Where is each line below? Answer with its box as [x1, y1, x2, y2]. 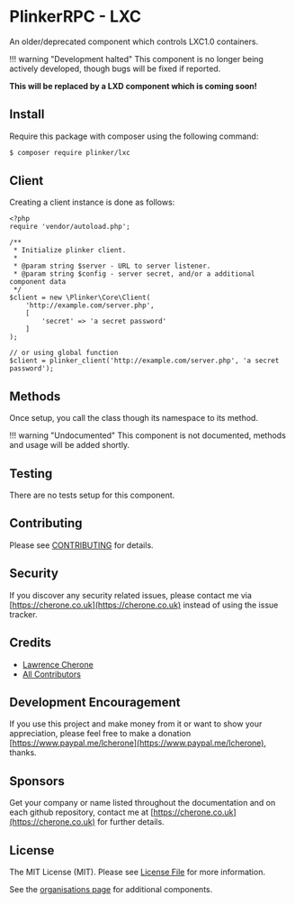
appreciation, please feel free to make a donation [9, 728, 192, 739]
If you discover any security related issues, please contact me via [9, 589, 252, 600]
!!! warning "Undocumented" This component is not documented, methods [9, 430, 286, 441]
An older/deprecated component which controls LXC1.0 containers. [9, 36, 259, 47]
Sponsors [9, 773, 65, 789]
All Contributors [22, 669, 81, 680]
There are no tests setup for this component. [9, 489, 175, 501]
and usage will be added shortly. [9, 440, 130, 451]
